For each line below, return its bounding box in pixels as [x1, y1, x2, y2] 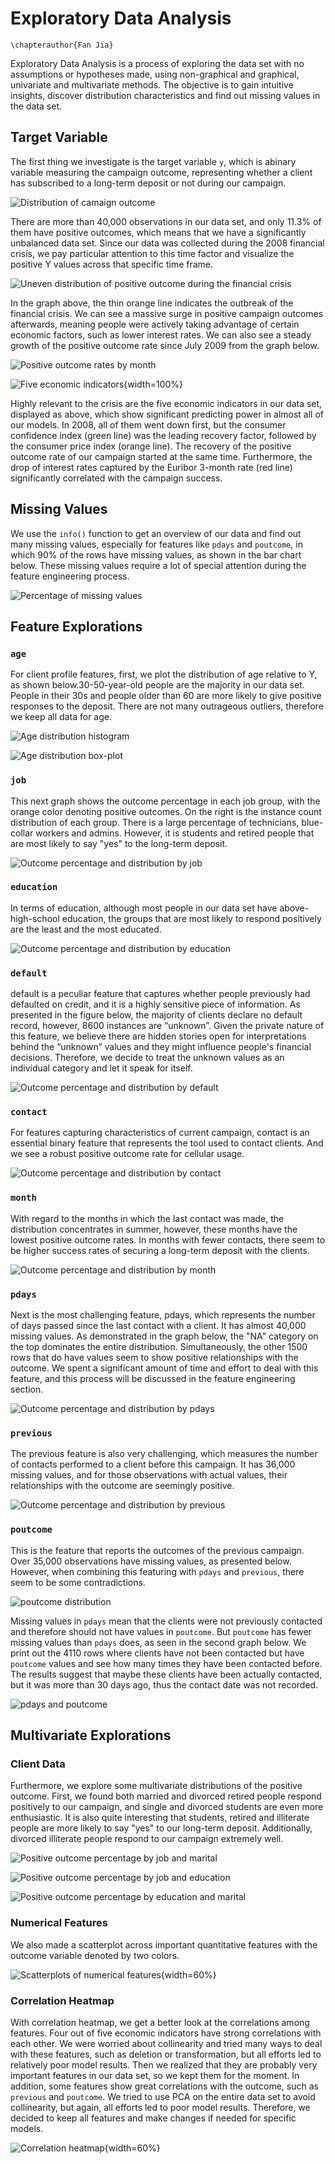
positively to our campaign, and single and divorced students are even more [10, 1801, 324, 1813]
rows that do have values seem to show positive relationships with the [10, 1352, 299, 1364]
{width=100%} [123, 378, 184, 390]
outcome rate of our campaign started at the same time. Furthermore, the [10, 450, 313, 462]
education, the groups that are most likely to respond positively [61, 912, 322, 924]
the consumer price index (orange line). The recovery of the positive [10, 440, 292, 452]
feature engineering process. [10, 570, 130, 582]
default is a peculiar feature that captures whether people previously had [10, 988, 311, 1000]
